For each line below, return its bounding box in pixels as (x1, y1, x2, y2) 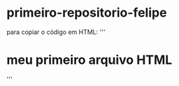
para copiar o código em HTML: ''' (6, 28, 106, 36)
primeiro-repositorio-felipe (6, 5, 167, 21)
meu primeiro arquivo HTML (6, 52, 173, 68)
